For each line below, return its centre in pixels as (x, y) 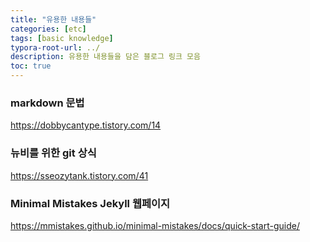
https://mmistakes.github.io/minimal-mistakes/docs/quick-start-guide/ (155, 225)
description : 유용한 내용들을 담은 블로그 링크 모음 (105, 57)
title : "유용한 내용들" (53, 19)
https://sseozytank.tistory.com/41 (79, 175)
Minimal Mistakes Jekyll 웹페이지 (90, 203)
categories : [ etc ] (48, 29)
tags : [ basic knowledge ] (62, 38)
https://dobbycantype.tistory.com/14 (86, 125)
